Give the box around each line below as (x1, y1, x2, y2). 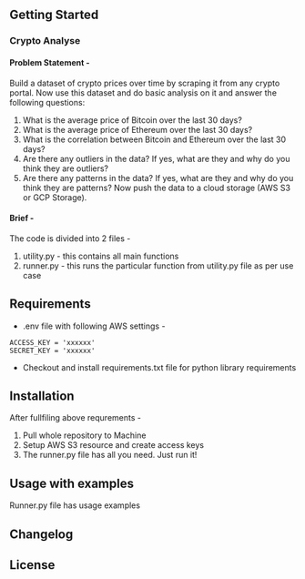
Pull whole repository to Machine (22, 430, 147, 441)
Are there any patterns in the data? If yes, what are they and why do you (22, 172, 294, 183)
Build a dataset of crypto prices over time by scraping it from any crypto (9, 77, 280, 88)
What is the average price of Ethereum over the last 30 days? (22, 124, 253, 135)
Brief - (9, 213, 35, 224)
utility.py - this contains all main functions (22, 250, 179, 261)
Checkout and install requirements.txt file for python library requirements (22, 361, 297, 372)
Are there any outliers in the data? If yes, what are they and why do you (22, 153, 290, 164)
